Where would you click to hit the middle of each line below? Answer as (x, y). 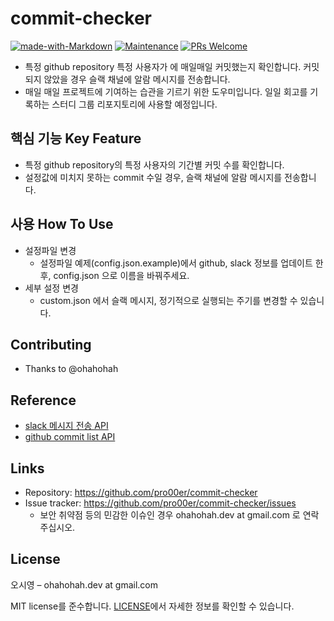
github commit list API (70, 437)
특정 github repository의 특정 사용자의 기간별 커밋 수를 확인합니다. (154, 164)
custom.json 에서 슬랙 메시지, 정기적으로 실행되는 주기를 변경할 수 (168, 300)
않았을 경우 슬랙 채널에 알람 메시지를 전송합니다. (137, 79)
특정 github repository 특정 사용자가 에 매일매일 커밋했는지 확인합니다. (163, 66)
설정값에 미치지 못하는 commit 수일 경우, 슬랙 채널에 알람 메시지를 (153, 177)
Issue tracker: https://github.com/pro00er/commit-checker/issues (160, 503)
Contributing (51, 344)
